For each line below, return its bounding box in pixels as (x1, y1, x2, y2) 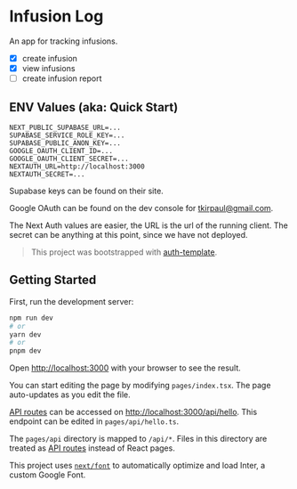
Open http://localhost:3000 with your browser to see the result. (9, 363, 242, 373)
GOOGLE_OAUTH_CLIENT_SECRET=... (9, 154, 129, 163)
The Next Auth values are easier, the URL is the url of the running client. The (9, 220, 289, 231)
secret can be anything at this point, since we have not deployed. (9, 229, 248, 240)
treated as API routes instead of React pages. (9, 443, 175, 453)
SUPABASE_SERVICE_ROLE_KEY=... (9, 131, 125, 140)
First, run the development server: (9, 296, 134, 306)
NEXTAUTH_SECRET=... (9, 169, 86, 179)
